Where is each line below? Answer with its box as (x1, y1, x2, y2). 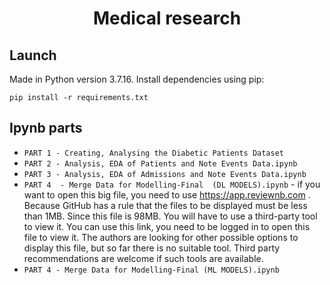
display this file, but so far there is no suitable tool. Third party (23, 242, 281, 254)
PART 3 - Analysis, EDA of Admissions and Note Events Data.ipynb (23, 169, 307, 179)
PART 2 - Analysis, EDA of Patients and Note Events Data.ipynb (23, 158, 298, 169)
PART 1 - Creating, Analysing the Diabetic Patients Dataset (23, 148, 285, 158)
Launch (9, 47, 57, 64)
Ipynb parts (9, 120, 83, 137)
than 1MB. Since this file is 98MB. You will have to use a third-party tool (23, 210, 318, 222)
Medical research (92, 7, 242, 30)
